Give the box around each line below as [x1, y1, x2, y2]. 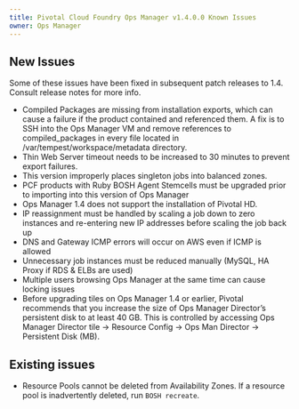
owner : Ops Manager [9, 21, 82, 30]
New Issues [9, 54, 76, 69]
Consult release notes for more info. [9, 87, 141, 98]
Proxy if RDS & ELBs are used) [21, 265, 133, 276]
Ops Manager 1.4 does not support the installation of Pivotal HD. [21, 199, 258, 210]
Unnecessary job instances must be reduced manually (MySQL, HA [21, 255, 270, 267]
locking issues [21, 284, 76, 294]
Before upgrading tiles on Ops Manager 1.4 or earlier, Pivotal [21, 293, 244, 304]
